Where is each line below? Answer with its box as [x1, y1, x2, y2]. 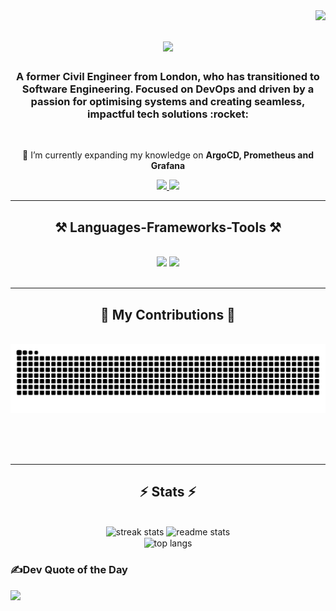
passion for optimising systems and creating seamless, [30, 95, 306, 109]
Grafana [150, 160, 186, 172]
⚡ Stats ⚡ [139, 484, 197, 501]
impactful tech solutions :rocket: [87, 107, 249, 121]
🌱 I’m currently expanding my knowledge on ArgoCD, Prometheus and [22, 149, 314, 161]
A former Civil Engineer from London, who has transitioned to [16, 70, 320, 84]
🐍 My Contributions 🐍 [100, 306, 236, 323]
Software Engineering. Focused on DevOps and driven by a [21, 82, 315, 96]
